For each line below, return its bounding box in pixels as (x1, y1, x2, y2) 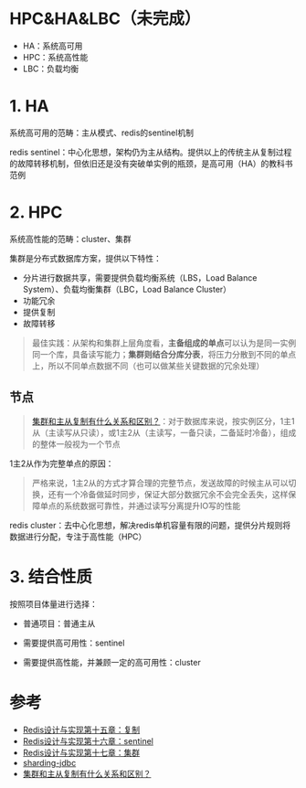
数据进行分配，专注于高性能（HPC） (9, 531, 147, 542)
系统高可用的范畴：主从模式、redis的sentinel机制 (9, 127, 195, 138)
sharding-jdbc (22, 757, 77, 768)
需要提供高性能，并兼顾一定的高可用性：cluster (22, 656, 201, 667)
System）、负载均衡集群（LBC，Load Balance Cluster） (22, 283, 231, 294)
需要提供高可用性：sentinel (22, 637, 125, 648)
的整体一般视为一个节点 (31, 438, 121, 449)
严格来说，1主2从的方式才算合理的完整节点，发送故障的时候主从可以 (31, 477, 290, 488)
